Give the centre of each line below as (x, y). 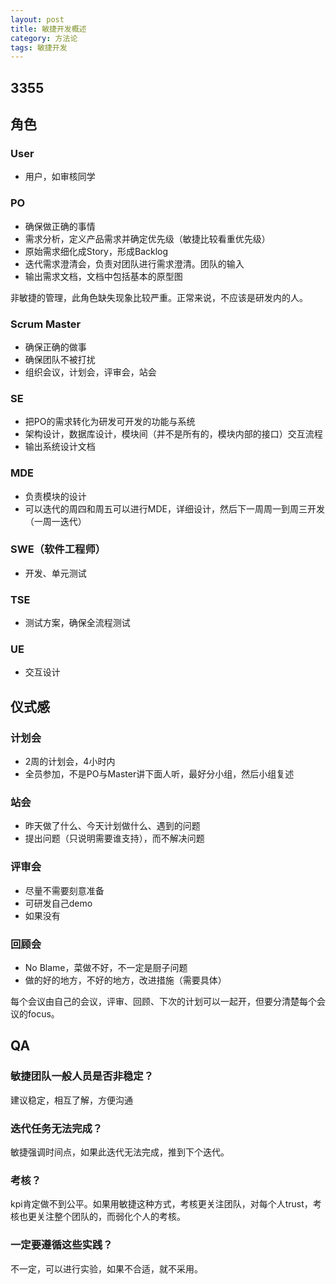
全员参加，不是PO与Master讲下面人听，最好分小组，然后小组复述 (159, 774)
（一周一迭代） (55, 521)
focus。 (43, 1013)
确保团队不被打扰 (60, 359)
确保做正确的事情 (60, 226)
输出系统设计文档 (60, 447)
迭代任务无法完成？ (56, 1128)
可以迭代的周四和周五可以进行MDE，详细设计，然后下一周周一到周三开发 (174, 508)
